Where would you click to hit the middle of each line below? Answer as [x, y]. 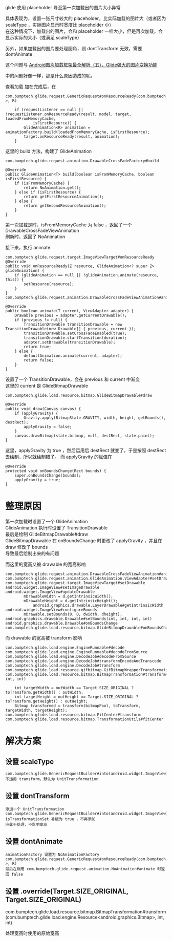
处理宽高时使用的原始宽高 [32, 933]
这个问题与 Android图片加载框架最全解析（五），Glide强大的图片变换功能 [81, 65]
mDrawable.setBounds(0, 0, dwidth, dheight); [73, 614]
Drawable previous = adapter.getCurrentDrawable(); [71, 315]
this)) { [15, 280]
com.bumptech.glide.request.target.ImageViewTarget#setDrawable [75, 583]
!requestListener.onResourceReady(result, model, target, [68, 114]
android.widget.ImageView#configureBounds [51, 610]
